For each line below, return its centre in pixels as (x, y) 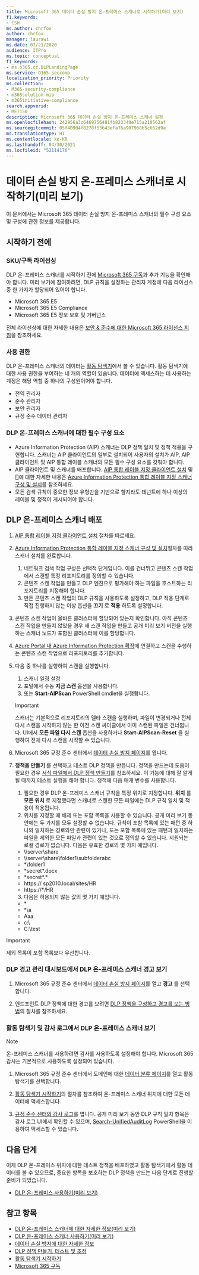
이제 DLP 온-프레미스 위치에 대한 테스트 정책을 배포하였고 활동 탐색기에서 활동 (96, 1165)
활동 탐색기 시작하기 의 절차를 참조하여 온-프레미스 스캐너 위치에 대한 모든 (99, 1094)
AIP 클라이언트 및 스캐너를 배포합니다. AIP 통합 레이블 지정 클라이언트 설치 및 (104, 469)
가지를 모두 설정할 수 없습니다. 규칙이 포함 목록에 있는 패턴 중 (116, 823)
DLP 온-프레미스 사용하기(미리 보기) (56, 1192)
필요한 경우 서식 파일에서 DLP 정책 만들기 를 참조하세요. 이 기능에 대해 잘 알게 (104, 773)
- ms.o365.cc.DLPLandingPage (42, 67)
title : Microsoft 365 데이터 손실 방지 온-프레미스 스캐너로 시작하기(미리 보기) (95, 12)
